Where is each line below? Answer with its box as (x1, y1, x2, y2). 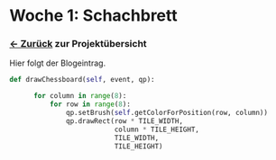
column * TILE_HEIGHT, (114, 125, 200, 134)
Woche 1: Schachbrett (9, 5, 178, 26)
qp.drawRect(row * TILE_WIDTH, (66, 116, 183, 126)
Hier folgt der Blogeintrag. (9, 58, 106, 68)
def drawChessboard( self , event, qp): (9, 76, 155, 84)
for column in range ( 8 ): (32, 92, 127, 101)
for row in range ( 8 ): (49, 100, 131, 109)
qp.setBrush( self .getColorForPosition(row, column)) (66, 109, 269, 118)
